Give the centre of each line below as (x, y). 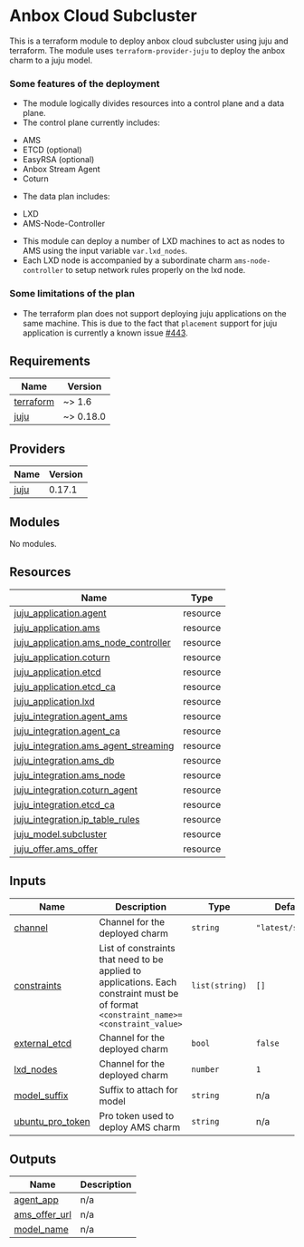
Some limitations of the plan (72, 294)
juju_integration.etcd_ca (64, 804)
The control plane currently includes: (91, 122)
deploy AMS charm (140, 1127)
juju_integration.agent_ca (67, 731)
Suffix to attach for (138, 1089)
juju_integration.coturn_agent (76, 790)
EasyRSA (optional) (58, 160)
